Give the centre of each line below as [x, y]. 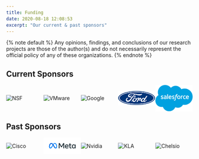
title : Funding [25, 12]
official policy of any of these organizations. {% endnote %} [79, 55]
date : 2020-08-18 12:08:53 [39, 19]
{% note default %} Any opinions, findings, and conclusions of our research [99, 43]
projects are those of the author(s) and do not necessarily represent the [94, 49]
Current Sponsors [40, 74]
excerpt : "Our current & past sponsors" [57, 25]
